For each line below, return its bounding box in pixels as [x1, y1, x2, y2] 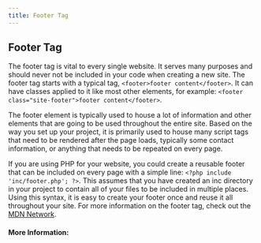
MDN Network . [8, 210, 57, 219]
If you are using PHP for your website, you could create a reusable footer [8, 159, 245, 169]
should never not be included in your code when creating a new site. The [8, 70, 246, 80]
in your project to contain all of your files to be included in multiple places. [8, 185, 248, 194]
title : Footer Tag [8, 11, 69, 20]
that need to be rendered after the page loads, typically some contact [8, 136, 234, 145]
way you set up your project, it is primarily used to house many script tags [8, 127, 249, 136]
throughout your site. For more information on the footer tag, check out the [8, 201, 251, 211]
